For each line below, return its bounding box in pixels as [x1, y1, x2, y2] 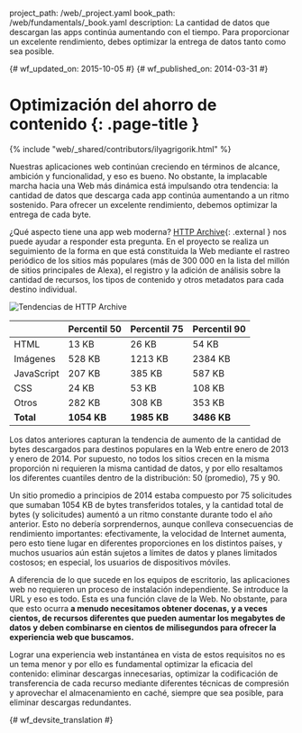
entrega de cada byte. [9, 209, 92, 220]
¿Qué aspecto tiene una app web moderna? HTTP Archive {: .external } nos [9, 226, 287, 237]
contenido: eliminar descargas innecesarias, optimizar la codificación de [9, 668, 279, 679]
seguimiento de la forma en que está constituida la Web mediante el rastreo [9, 245, 290, 256]
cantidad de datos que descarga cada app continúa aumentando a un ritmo [9, 189, 290, 201]
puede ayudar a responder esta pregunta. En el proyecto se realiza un [9, 236, 270, 247]
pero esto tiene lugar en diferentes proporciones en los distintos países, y [9, 538, 283, 548]
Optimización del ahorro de [9, 95, 217, 115]
